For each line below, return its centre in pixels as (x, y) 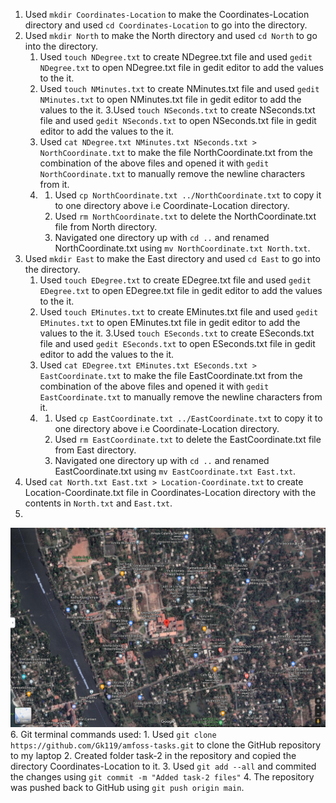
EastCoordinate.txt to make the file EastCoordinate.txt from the (171, 375)
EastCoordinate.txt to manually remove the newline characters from (181, 397)
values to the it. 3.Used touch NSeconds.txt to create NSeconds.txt (177, 110)
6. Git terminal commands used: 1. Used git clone (113, 734)
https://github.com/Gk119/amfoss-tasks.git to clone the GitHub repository (166, 745)
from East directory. (95, 450)
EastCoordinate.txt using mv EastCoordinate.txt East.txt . (175, 471)
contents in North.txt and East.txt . (98, 503)
